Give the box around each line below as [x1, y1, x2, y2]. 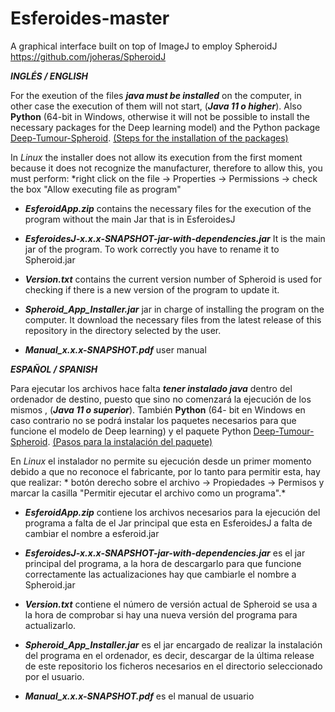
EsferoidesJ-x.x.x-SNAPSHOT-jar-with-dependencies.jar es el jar [24, 547, 306, 559]
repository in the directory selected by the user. [24, 324, 222, 336]
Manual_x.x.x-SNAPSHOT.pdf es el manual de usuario [24, 690, 255, 702]
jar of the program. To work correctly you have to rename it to [24, 243, 280, 255]
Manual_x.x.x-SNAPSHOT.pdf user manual [24, 343, 207, 356]
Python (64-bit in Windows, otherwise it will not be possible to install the [10, 110, 310, 122]
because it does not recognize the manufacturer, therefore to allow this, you [10, 162, 323, 174]
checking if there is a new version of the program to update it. [24, 283, 280, 296]
